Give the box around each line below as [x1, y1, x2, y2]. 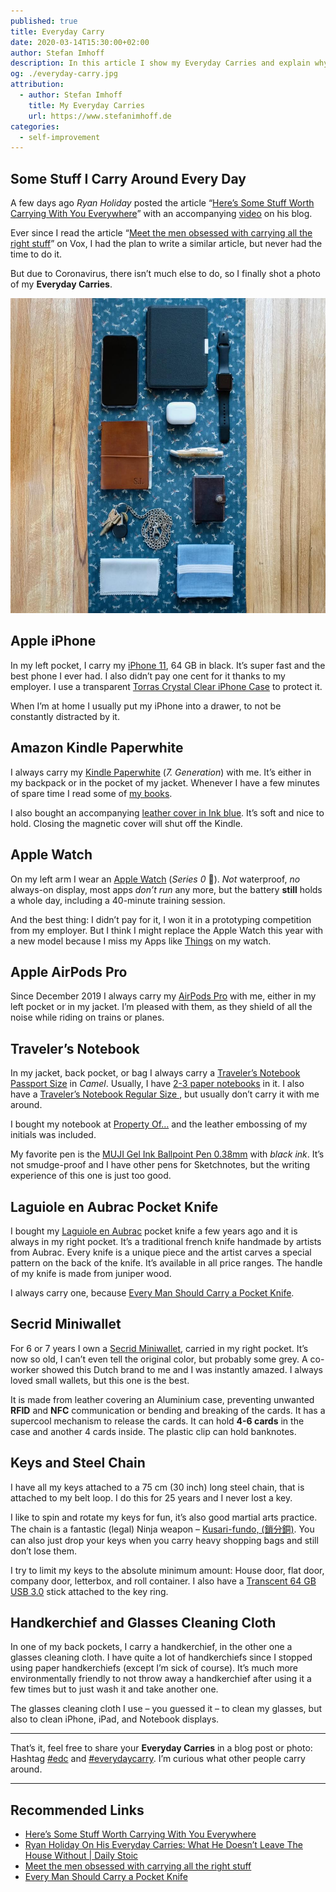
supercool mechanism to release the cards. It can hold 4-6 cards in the [10, 1415, 305, 1427]
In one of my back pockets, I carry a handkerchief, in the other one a [10, 1641, 293, 1653]
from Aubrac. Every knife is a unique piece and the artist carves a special [10, 1246, 312, 1258]
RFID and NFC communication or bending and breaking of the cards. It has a [10, 1404, 326, 1416]
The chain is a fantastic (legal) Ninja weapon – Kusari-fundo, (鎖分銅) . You [10, 1523, 315, 1535]
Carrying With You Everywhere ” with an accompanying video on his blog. [10, 208, 313, 220]
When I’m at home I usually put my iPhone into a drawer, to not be [10, 700, 282, 712]
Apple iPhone [10, 633, 97, 650]
